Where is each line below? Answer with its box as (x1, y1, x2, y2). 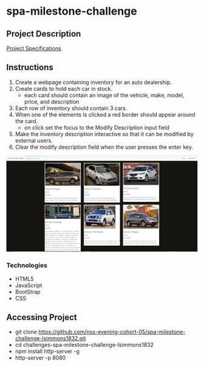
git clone (15, 328, 38, 336)
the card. (15, 117, 38, 124)
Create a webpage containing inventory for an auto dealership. (15, 78, 172, 86)
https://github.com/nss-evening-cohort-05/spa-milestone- (38, 328, 186, 336)
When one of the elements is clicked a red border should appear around (15, 111, 195, 118)
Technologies (6, 261, 47, 269)
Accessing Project (6, 312, 77, 322)
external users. (15, 137, 53, 144)
